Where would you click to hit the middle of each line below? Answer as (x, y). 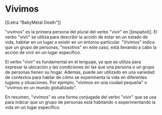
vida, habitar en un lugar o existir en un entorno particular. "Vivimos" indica (80, 42)
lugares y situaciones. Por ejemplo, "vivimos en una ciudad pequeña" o (76, 82)
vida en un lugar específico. (33, 107)
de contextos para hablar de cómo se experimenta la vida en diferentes (76, 77)
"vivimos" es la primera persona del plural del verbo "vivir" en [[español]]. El (81, 32)
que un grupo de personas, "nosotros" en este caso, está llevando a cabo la (81, 47)
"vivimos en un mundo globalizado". (41, 87)
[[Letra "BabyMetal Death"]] (33, 22)
